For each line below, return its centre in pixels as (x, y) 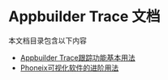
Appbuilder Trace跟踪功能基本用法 (78, 57)
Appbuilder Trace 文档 (84, 17)
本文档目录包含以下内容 (47, 40)
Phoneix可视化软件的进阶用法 (69, 67)
